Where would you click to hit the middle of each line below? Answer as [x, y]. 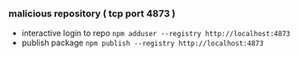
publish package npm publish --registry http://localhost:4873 [142, 43]
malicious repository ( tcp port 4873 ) [92, 14]
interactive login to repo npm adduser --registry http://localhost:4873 [156, 33]
